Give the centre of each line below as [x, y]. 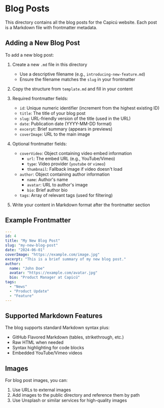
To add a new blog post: [29, 55]
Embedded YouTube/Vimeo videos [47, 353]
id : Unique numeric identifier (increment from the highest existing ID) [89, 108]
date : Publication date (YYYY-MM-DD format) [66, 123]
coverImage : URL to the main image [55, 134]
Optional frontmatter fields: [40, 144]
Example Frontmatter [38, 220]
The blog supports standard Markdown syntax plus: [57, 328]
